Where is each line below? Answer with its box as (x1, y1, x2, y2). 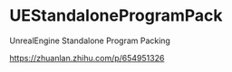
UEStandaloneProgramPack (9, 5, 224, 26)
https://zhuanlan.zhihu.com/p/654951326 (9, 52, 165, 63)
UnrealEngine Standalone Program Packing (9, 35, 170, 46)
